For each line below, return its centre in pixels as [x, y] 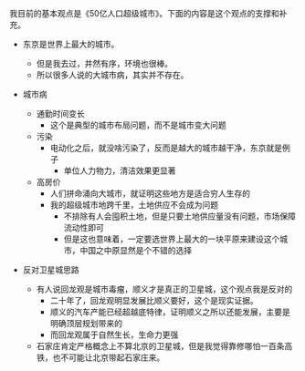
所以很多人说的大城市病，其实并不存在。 [112, 75]
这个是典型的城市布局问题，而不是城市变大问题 [138, 125]
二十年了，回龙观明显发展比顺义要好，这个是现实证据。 [154, 300]
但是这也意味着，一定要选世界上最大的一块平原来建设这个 [172, 239]
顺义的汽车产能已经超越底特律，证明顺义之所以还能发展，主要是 [170, 312]
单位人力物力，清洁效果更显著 [120, 170]
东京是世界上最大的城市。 [71, 44]
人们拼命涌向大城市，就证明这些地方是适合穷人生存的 [150, 193]
